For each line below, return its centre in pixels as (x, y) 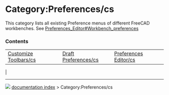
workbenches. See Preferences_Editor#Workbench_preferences (72, 28)
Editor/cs (125, 60)
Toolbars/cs (22, 60)
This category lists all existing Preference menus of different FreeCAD (77, 23)
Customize (21, 53)
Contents (17, 41)
